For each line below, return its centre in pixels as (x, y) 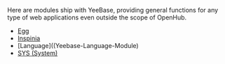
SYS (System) (37, 53)
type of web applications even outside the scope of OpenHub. (97, 17)
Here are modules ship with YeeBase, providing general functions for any (113, 10)
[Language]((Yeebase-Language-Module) (78, 46)
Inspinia (29, 38)
